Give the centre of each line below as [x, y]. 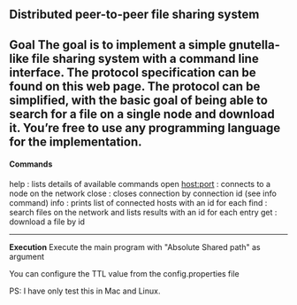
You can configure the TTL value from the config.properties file [125, 273]
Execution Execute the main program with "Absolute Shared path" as [135, 246]
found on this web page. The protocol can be [135, 86]
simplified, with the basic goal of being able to [138, 100]
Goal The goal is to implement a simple [118, 45]
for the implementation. [76, 141]
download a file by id [47, 222]
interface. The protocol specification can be [133, 72]
